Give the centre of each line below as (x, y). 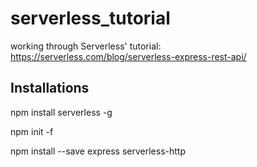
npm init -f (32, 131)
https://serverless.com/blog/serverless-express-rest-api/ (128, 56)
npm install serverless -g (61, 112)
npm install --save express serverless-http (98, 151)
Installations (50, 88)
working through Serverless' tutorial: (86, 46)
